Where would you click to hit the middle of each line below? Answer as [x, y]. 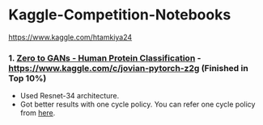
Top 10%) [28, 78]
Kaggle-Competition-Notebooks [120, 15]
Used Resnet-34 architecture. [70, 96]
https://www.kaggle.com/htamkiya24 [70, 37]
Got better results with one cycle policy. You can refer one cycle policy [138, 104]
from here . [38, 113]
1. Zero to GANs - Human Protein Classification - [105, 58]
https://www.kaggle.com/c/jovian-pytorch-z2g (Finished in [128, 68]
